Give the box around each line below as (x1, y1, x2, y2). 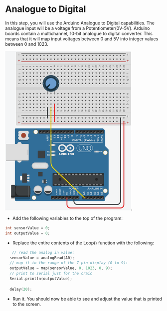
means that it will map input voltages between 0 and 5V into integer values (5, 36, 159, 42)
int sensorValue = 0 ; (5, 225, 50, 230)
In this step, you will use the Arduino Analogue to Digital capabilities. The (5, 20, 155, 26)
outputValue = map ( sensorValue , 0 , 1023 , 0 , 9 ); (9, 266, 113, 271)
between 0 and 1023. (5, 41, 49, 47)
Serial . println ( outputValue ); (9, 276, 72, 282)
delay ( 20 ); (9, 287, 32, 292)
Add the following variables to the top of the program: (12, 215, 123, 221)
